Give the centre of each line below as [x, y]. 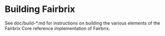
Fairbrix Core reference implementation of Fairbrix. [58, 28]
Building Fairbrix [40, 9]
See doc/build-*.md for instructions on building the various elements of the [82, 23]
